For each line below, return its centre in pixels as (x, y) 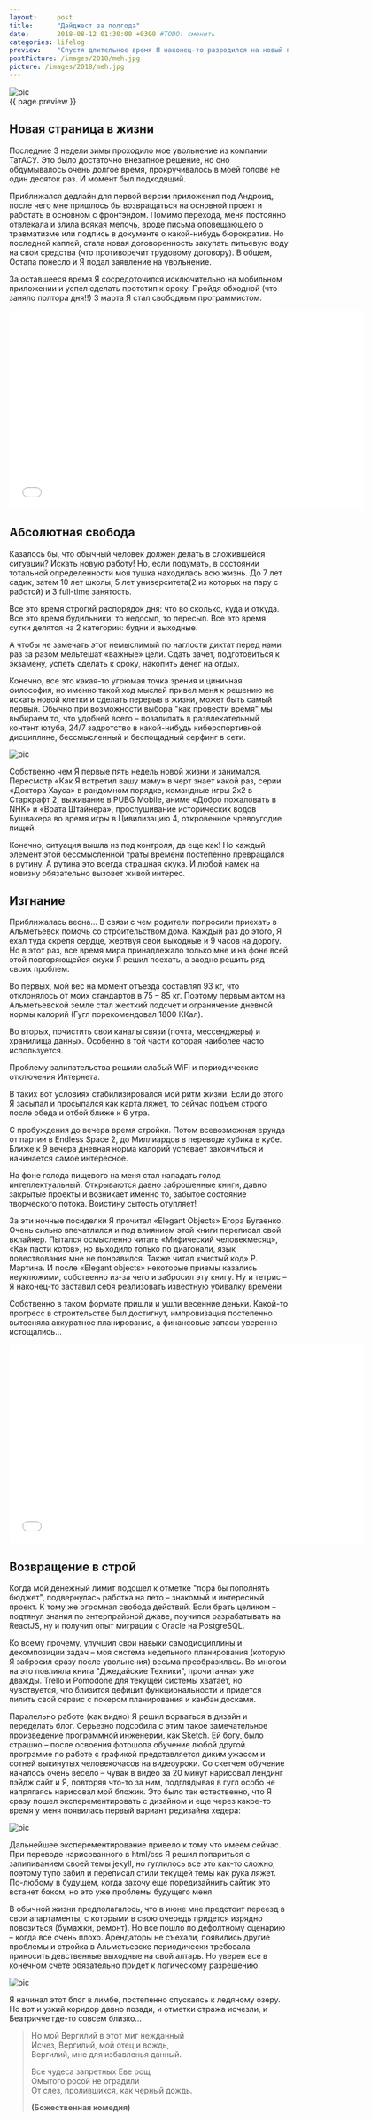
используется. (36, 1051)
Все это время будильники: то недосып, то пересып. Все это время (138, 618)
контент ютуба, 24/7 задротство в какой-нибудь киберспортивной (135, 728)
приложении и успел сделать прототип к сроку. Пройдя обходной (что (143, 288)
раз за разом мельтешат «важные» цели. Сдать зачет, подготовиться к (145, 654)
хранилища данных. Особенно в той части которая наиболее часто (137, 1041)
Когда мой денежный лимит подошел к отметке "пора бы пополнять (139, 1588)
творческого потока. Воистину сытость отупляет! (103, 1204)
